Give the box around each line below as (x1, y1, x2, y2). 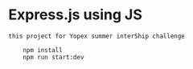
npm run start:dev (23, 53, 84, 61)
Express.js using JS (8, 6, 143, 24)
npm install (23, 46, 63, 54)
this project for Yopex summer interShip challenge (8, 32, 185, 40)
